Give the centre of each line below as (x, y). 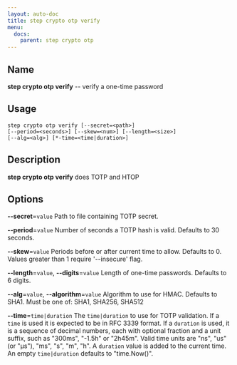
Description (34, 160)
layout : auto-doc (33, 14)
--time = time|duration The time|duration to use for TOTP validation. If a (113, 316)
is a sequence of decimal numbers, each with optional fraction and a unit (114, 331)
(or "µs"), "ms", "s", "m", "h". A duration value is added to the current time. (117, 346)
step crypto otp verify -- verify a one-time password (85, 86)
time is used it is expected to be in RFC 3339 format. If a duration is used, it (118, 323)
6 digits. (19, 281)
